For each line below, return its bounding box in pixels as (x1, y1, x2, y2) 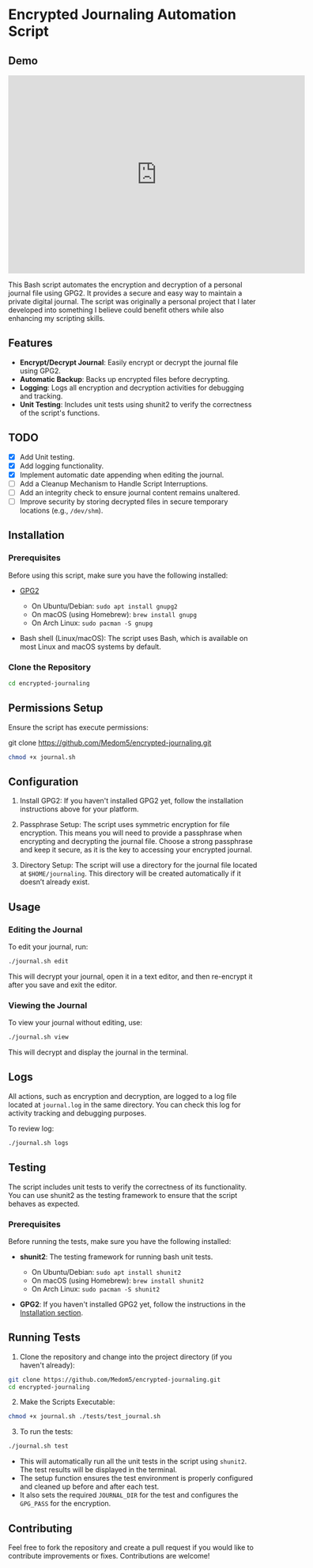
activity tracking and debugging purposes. (8, 1108, 147, 1118)
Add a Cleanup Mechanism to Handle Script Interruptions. (19, 479, 208, 488)
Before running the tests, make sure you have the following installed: (8, 1236, 232, 1246)
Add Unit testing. (19, 452, 75, 461)
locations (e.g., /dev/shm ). (19, 505, 104, 515)
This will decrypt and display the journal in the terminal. (8, 1047, 189, 1057)
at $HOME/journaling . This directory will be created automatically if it (19, 869, 241, 879)
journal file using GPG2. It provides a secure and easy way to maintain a (8, 288, 243, 298)
